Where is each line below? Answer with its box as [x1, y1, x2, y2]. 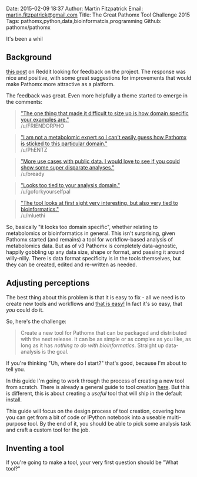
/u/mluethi [20, 212, 46, 219]
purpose [6, 420, 26, 427]
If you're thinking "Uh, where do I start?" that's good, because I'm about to [6, 360, 187, 367]
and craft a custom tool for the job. [6, 426, 90, 433]
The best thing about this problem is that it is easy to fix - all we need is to [6, 293, 185, 300]
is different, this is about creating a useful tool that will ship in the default [6, 390, 182, 397]
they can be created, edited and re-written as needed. [6, 261, 138, 268]
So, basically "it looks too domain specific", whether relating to [6, 223, 158, 230]
